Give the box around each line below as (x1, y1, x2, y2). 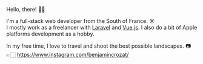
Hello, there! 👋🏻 (6, 6, 45, 13)
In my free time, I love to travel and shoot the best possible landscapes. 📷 (6, 42, 191, 50)
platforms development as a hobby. (6, 30, 95, 37)
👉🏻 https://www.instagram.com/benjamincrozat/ (6, 51, 129, 58)
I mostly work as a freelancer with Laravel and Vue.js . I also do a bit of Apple (6, 24, 198, 31)
